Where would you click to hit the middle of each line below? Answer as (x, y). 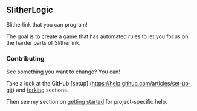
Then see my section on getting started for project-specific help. (87, 102)
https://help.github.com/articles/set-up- (141, 84)
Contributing (25, 58)
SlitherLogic (30, 10)
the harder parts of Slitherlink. (44, 42)
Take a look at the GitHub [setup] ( (49, 84)
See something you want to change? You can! (63, 72)
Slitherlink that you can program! (47, 24)
